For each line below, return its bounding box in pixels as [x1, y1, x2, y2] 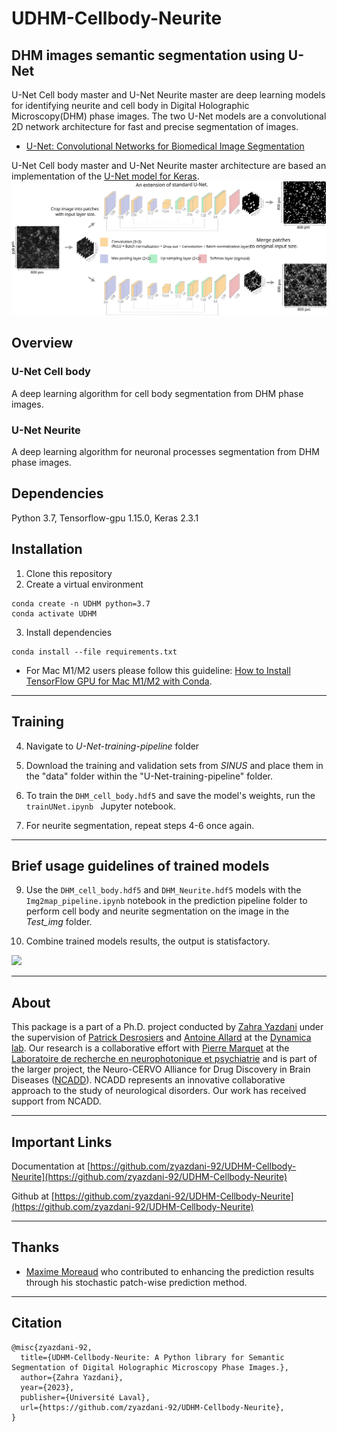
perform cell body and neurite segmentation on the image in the [25, 905, 290, 917]
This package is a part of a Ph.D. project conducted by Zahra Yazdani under [11, 1021, 324, 1033]
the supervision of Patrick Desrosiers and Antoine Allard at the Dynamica [11, 1032, 312, 1044]
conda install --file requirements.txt [11, 647, 178, 657]
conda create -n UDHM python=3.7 [11, 598, 151, 609]
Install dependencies [25, 626, 113, 638]
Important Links [11, 1133, 113, 1151]
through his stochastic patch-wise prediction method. [25, 1276, 248, 1288]
